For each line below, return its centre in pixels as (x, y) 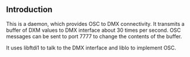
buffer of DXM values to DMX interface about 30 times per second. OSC (94, 30)
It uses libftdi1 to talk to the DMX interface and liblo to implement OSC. (91, 48)
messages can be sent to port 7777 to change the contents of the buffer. (94, 36)
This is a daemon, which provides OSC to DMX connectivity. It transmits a (95, 24)
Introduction (29, 10)
